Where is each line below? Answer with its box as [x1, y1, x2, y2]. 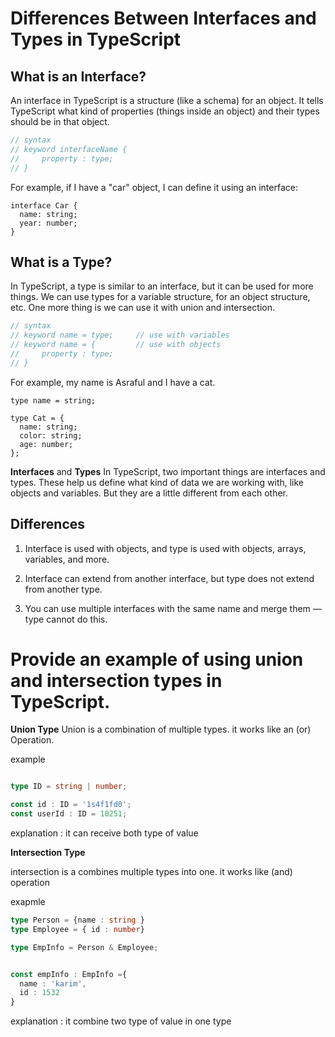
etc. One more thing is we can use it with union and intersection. [10, 302, 275, 314]
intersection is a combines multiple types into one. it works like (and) [10, 866, 293, 878]
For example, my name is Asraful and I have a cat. [10, 376, 216, 388]
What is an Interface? [10, 68, 147, 85]
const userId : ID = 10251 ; [10, 809, 128, 819]
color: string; [19, 430, 83, 441]
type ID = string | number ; [10, 782, 128, 792]
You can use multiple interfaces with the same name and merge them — [24, 602, 322, 614]
